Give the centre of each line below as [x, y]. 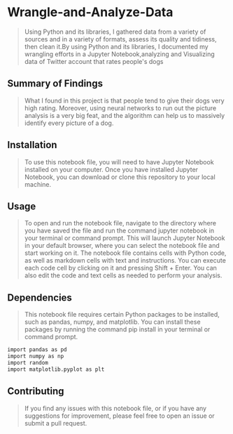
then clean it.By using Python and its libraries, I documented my [116, 46]
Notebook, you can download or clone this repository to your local [120, 177]
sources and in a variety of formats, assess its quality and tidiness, [120, 39]
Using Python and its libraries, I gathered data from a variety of [115, 32]
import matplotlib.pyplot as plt [56, 369]
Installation [32, 145]
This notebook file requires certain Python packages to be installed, [122, 315]
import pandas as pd [37, 350]
